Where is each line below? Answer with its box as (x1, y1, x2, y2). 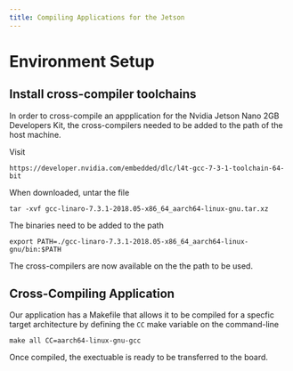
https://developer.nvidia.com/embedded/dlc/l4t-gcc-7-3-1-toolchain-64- (9, 164, 285, 173)
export (9, 237, 34, 246)
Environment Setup (9, 51, 155, 71)
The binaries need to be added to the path (9, 220, 165, 230)
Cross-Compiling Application (9, 286, 175, 302)
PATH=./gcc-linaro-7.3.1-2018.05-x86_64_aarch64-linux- (37, 237, 249, 246)
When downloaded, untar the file (9, 187, 130, 198)
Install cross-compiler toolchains (9, 86, 197, 102)
